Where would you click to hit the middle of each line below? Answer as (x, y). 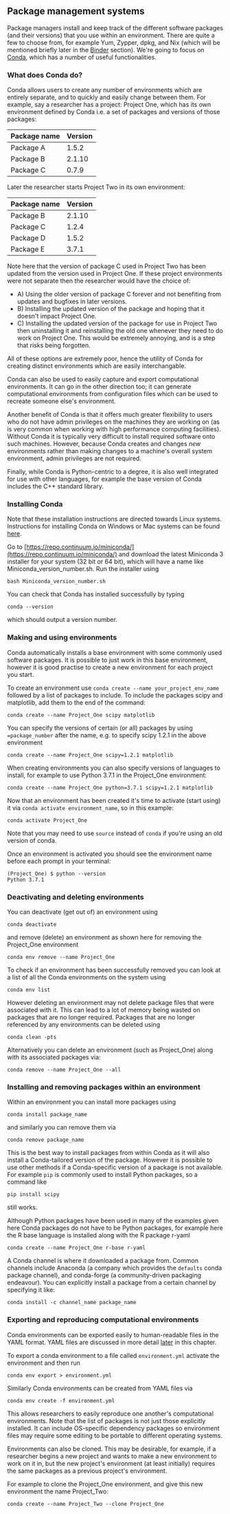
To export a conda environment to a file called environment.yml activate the (113, 1355)
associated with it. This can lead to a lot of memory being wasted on (104, 1010)
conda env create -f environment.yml (61, 1401)
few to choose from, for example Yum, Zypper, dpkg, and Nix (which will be (114, 42)
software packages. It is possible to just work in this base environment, (107, 660)
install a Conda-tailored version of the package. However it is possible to (110, 1160)
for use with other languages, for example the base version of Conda (105, 479)
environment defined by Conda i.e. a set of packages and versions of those (114, 112)
